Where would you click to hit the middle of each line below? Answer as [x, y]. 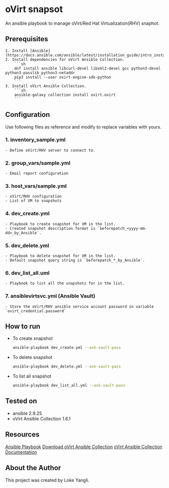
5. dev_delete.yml [27, 246]
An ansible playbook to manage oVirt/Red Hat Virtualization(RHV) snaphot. [82, 23]
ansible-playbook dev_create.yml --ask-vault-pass [67, 348]
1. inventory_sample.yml [35, 140]
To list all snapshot [32, 376]
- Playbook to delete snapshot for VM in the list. [60, 256]
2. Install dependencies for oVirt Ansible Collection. [65, 59]
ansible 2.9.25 [27, 413]
